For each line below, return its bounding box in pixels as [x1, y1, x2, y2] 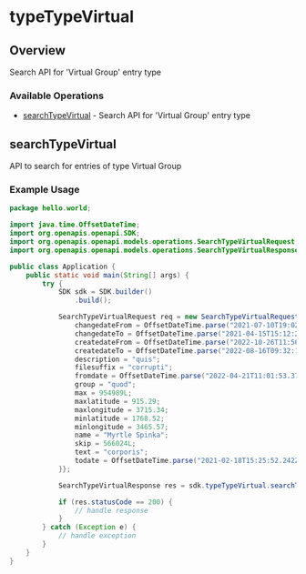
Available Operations [9, 89, 105, 102]
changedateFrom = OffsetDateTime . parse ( [74, 321, 230, 330]
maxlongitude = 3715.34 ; [74, 405, 169, 415]
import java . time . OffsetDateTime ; [9, 220, 141, 229]
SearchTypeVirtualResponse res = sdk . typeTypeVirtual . [57, 480, 271, 490]
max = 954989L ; [74, 388, 132, 398]
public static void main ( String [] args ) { [25, 270, 189, 279]
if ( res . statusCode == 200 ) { [57, 498, 173, 507]
